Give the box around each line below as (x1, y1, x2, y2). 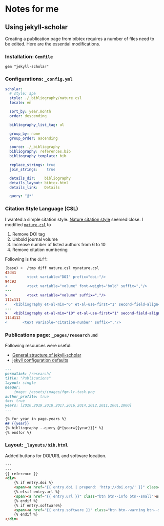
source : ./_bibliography (9, 145, 60, 149)
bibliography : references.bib (9, 149, 71, 154)
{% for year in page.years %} (5, 417, 67, 421)
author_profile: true (5, 394, 49, 399)
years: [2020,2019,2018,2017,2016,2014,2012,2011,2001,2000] (5, 403, 132, 408)
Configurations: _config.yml (5, 76, 73, 83)
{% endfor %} (5, 430, 32, 435)
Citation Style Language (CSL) (5, 205, 78, 212)
